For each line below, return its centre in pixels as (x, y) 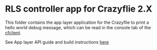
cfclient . (13, 33)
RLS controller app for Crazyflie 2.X (79, 9)
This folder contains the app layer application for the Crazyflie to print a (77, 22)
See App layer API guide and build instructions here (57, 42)
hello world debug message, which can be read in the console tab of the (78, 27)
